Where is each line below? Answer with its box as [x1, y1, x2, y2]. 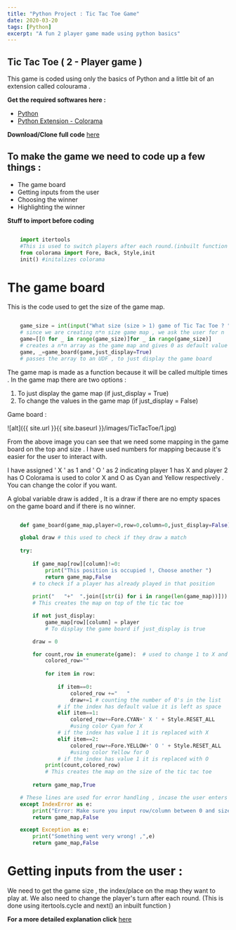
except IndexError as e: [20, 801, 93, 808]
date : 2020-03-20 [7, 17, 58, 24]
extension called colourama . [7, 82, 91, 91]
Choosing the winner [17, 195, 79, 204]
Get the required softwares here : [7, 96, 107, 104]
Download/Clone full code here [7, 131, 100, 139]
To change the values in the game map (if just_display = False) [17, 396, 199, 405]
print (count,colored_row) [44, 762, 121, 769]
